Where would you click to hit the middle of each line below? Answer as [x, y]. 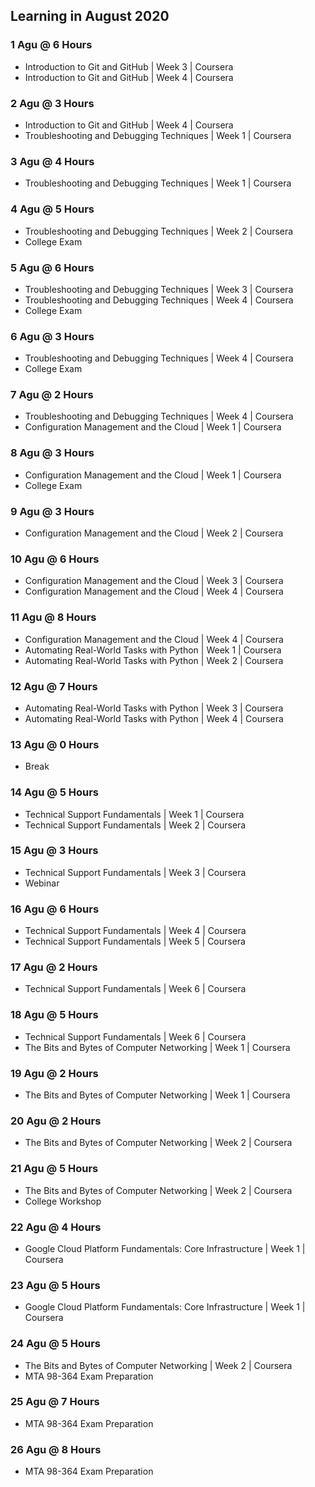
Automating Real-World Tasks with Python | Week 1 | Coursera [153, 650]
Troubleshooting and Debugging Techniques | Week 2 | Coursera [159, 231]
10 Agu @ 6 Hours [55, 559]
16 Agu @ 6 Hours [55, 909]
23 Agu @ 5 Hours [55, 1285]
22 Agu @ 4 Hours [56, 1227]
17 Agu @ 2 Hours [54, 967]
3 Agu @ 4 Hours [52, 161]
